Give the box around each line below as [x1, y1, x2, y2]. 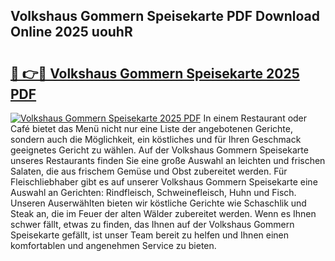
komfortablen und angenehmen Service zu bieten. [10, 240, 217, 251]
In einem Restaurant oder [203, 112, 308, 124]
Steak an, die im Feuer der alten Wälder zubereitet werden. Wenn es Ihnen [10, 208, 317, 219]
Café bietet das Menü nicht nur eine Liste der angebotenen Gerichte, [10, 123, 293, 134]
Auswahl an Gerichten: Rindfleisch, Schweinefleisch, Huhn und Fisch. [10, 187, 297, 198]
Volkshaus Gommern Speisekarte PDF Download [10, 8, 320, 25]
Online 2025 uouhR [10, 24, 133, 41]
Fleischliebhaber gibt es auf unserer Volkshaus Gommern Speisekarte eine [10, 176, 318, 188]
